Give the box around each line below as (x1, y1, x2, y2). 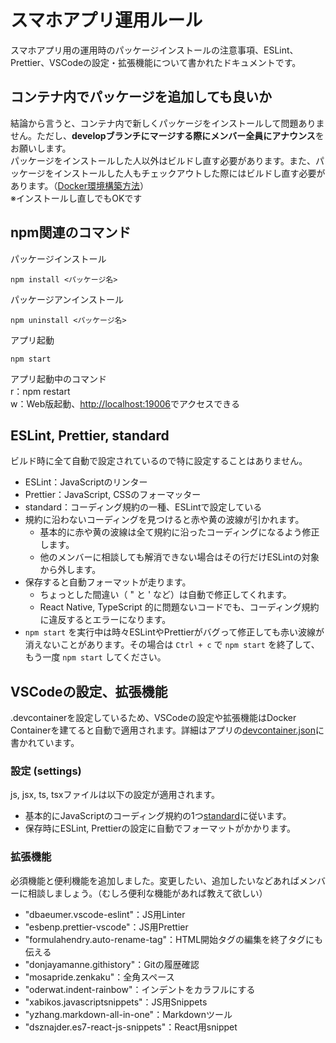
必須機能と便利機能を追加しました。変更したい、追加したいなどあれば (10, 874, 300, 886)
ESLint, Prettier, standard (10, 427, 170, 444)
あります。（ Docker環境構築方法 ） (10, 179, 149, 191)
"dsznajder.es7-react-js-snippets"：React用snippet (24, 1021, 238, 1033)
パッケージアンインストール (10, 293, 124, 305)
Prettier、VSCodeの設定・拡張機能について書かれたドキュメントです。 (10, 56, 302, 68)
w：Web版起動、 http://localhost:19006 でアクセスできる (10, 397, 241, 410)
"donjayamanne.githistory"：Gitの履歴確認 (24, 958, 200, 970)
